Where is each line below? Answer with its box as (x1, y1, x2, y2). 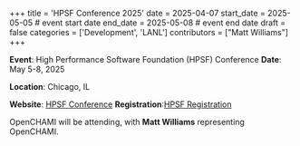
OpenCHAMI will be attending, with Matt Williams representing (9, 117, 245, 127)
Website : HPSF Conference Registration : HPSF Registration (9, 99, 232, 110)
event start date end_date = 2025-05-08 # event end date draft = (42, 17, 286, 28)
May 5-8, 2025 (9, 63, 65, 74)
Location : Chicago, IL (9, 82, 91, 92)
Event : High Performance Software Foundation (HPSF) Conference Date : (9, 54, 282, 64)
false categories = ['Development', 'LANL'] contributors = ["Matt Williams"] (9, 27, 288, 37)
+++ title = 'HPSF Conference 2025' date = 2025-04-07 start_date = (9, 8, 266, 18)
